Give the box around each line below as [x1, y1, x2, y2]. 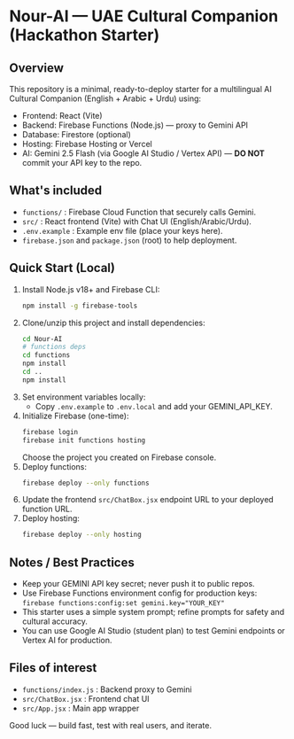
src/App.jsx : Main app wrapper [21, 703, 140, 713]
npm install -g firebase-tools [21, 301, 138, 310]
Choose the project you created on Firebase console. [21, 452, 217, 463]
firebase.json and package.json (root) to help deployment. [21, 235, 237, 245]
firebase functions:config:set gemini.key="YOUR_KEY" [21, 599, 225, 608]
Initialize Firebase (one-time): [21, 410, 129, 421]
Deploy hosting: [21, 513, 80, 524]
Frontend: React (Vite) [21, 111, 104, 121]
